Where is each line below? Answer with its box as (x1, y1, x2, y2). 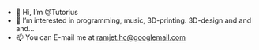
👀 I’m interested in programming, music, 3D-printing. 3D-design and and (15, 16, 252, 25)
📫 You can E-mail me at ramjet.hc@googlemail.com (15, 33, 186, 42)
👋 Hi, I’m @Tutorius (15, 8, 79, 16)
